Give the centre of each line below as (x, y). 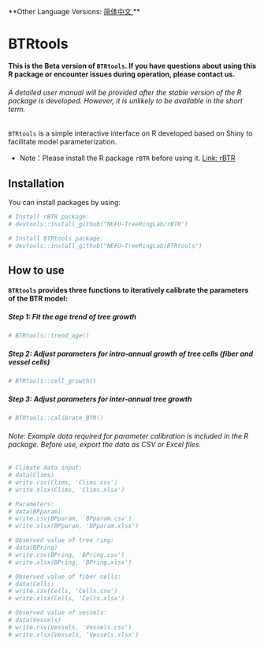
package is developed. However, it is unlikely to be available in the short (125, 100)
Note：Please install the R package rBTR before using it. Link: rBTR (127, 158)
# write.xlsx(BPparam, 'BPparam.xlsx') (74, 526)
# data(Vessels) (35, 620)
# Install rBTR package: (49, 217)
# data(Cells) (32, 584)
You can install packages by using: (64, 202)
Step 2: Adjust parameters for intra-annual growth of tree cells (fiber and (131, 353)
